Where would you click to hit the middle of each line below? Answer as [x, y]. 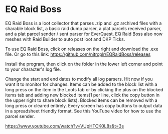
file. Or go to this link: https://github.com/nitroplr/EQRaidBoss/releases [78, 54]
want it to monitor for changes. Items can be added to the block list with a [81, 84]
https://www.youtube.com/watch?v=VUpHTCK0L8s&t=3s [65, 126]
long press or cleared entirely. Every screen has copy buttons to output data [84, 105]
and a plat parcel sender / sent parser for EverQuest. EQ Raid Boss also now [84, 34]
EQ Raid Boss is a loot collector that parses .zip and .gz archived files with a [83, 23]
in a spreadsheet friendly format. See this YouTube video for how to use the [83, 111]
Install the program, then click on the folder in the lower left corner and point [84, 64]
